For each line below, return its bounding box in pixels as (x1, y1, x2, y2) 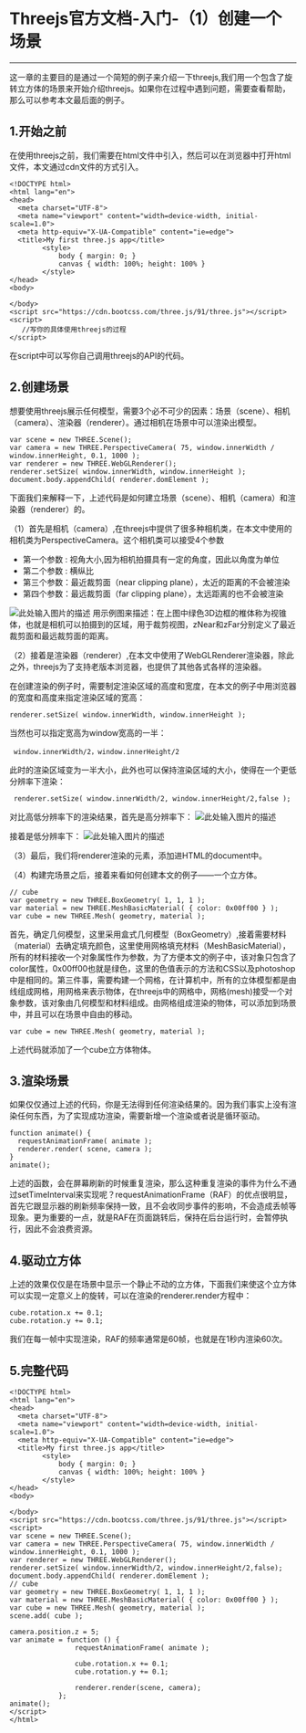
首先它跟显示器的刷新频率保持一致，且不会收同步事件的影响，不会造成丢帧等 (9, 1201, 297, 1212)
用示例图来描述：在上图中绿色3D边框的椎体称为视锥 (92, 607, 287, 618)
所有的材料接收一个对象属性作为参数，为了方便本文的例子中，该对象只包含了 (9, 951, 297, 962)
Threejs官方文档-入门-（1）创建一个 (9, 8, 282, 29)
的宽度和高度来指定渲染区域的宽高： (9, 691, 146, 703)
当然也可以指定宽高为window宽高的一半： (9, 727, 167, 738)
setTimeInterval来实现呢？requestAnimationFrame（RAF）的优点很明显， (16, 1189, 293, 1201)
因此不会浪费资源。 (25, 1224, 97, 1234)
